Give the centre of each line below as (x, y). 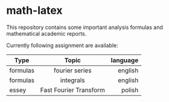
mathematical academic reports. (46, 33)
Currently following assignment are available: (62, 45)
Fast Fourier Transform (73, 90)
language (125, 60)
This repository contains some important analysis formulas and (84, 27)
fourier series (72, 70)
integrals (73, 80)
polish (130, 90)
